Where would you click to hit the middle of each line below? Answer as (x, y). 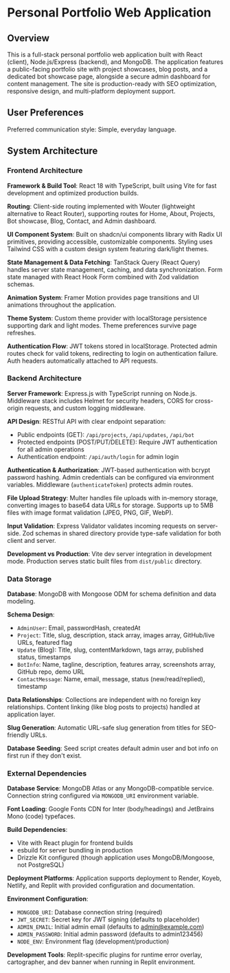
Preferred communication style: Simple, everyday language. (92, 129)
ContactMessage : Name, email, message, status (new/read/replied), (111, 679)
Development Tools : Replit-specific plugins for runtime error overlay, (105, 955)
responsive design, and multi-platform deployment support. (91, 91)
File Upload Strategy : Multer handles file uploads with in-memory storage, (113, 498)
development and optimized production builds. (73, 193)
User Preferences (45, 113)
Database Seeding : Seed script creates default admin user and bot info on (113, 749)
